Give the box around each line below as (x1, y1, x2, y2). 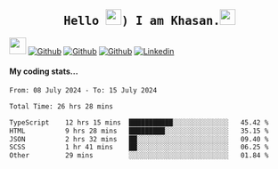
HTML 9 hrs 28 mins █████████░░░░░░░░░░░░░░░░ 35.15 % (9, 126, 269, 135)
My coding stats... (9, 66, 78, 76)
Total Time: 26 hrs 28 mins (9, 101, 114, 111)
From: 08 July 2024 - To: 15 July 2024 (9, 86, 158, 95)
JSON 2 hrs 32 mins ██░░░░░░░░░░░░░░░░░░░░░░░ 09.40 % (9, 134, 269, 143)
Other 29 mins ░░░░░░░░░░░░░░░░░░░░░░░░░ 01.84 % (9, 151, 269, 160)
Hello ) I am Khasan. (63, 14, 221, 28)
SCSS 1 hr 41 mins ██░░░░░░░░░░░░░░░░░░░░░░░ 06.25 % (9, 143, 269, 152)
